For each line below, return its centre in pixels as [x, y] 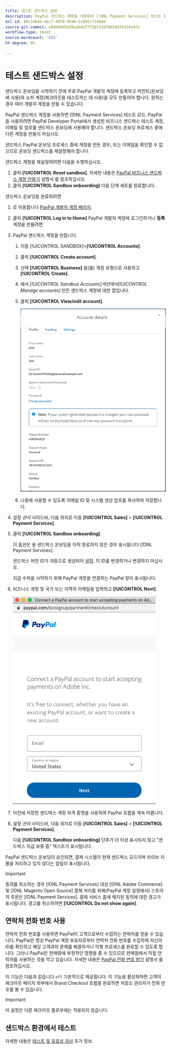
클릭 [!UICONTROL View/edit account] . [62, 301]
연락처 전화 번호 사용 [35, 921]
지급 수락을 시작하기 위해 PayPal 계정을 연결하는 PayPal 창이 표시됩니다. [84, 578]
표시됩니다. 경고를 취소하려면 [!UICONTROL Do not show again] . [71, 903]
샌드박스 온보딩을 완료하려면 [33, 196]
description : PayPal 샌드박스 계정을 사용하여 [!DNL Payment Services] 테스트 [83, 16]
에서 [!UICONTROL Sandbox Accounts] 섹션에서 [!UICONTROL [84, 284]
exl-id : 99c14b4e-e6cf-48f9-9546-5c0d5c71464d [55, 21]
